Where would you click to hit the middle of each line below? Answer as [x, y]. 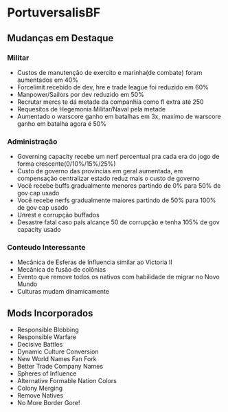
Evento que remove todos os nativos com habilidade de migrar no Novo [118, 277]
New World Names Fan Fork [57, 359]
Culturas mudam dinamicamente [63, 292]
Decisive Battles [40, 345]
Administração [32, 141]
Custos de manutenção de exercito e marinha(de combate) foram [110, 72]
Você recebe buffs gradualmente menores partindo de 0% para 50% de [119, 186]
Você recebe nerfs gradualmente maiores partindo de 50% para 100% [116, 200]
